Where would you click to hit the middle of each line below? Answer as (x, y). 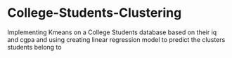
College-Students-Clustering (95, 13)
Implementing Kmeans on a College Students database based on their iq (112, 32)
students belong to (34, 47)
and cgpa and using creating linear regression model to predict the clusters (116, 39)
